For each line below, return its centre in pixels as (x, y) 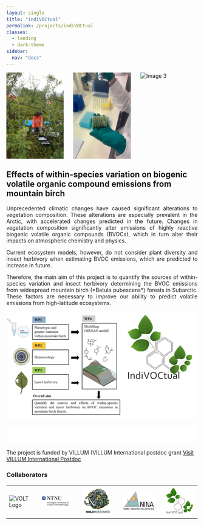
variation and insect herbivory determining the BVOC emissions (113, 283)
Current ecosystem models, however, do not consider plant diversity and (102, 252)
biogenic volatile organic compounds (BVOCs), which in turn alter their (102, 234)
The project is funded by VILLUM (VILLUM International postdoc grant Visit (100, 453)
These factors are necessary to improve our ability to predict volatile (102, 296)
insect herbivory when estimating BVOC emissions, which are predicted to (102, 259)
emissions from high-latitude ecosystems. (59, 303)
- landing (24, 39)
